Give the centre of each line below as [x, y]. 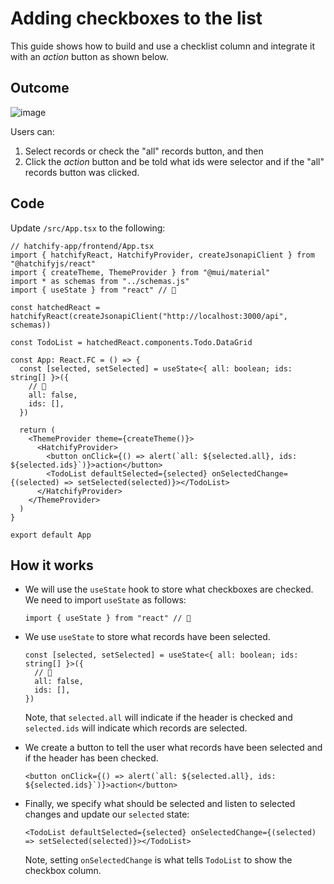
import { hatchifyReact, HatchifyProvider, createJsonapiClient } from [162, 255]
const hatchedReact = [55, 307]
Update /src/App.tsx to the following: [88, 228]
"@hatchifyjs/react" [53, 263]
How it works [52, 565]
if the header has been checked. [91, 758]
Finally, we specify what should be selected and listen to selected [160, 804]
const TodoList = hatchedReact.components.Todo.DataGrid [131, 342]
